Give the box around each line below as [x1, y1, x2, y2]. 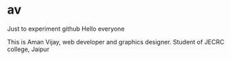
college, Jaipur [7, 45, 50, 53]
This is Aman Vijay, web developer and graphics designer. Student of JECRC [7, 37, 225, 46]
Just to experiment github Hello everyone [7, 25, 125, 33]
